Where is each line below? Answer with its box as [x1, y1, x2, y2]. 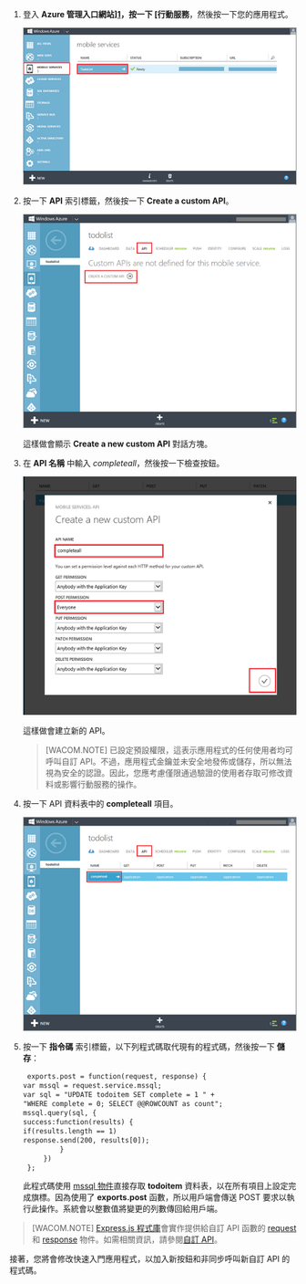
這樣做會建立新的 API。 [22, 726, 111, 736]
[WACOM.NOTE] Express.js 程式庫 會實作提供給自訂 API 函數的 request [31, 1222, 297, 1233]
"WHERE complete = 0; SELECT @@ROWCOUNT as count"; [22, 1099, 223, 1108]
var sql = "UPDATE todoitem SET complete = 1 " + [22, 1090, 216, 1099]
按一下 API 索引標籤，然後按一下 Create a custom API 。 [22, 195, 234, 206]
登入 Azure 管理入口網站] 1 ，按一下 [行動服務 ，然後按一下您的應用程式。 [22, 9, 293, 19]
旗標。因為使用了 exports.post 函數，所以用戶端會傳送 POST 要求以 [30, 1191, 287, 1203]
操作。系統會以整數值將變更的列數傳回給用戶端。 [38, 1203, 223, 1214]
